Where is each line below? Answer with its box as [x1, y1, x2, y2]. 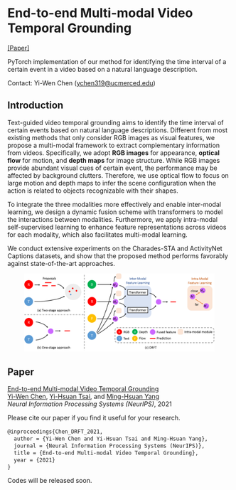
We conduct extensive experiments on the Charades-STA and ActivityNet [7, 244, 222, 252]
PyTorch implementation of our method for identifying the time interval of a [7, 57, 227, 65]
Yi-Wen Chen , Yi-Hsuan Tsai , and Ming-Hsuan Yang [7, 393, 160, 401]
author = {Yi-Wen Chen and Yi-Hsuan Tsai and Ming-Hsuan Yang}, [14, 435, 208, 442]
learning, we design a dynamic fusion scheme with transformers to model [7, 208, 223, 216]
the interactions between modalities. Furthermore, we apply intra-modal [7, 215, 218, 223]
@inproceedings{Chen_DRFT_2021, [7, 428, 103, 435]
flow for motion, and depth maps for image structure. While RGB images [7, 156, 220, 164]
